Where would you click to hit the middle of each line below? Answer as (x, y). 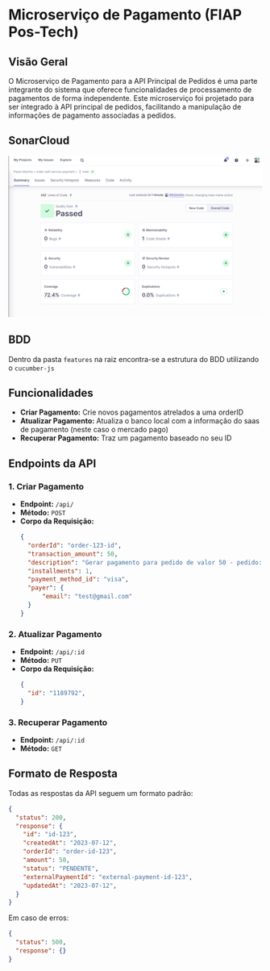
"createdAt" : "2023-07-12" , (70, 843)
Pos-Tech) (44, 32)
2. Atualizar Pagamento (55, 634)
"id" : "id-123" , (50, 835)
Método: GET (41, 748)
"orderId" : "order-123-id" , (75, 545)
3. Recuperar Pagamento (58, 722)
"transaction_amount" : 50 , (73, 554)
